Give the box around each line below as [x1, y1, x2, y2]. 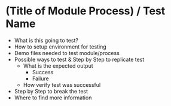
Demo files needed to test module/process [14, 49, 120, 56]
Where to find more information [14, 94, 92, 101]
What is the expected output [23, 62, 93, 69]
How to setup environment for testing [14, 43, 107, 50]
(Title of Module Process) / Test [5, 4, 166, 18]
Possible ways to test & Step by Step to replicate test [14, 56, 145, 63]
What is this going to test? [14, 37, 79, 44]
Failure [32, 75, 49, 82]
